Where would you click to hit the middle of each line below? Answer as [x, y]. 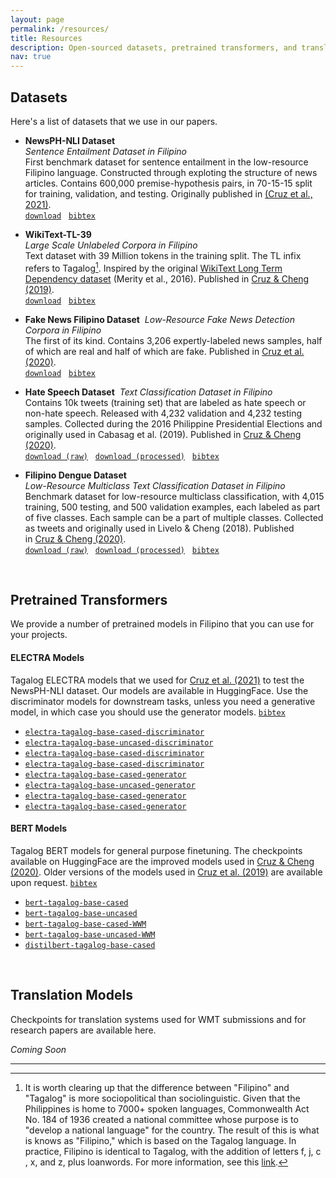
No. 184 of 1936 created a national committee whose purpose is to [161, 1119]
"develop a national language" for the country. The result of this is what [172, 1130]
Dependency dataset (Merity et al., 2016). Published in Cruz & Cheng [167, 278]
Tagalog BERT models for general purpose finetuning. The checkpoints [156, 850]
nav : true [31, 57]
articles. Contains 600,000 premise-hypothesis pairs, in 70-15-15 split [168, 183]
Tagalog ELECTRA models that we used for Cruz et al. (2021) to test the [157, 680]
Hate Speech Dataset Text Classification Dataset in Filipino [148, 392]
